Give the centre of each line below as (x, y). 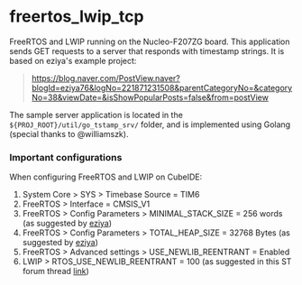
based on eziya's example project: (73, 60)
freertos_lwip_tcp (77, 17)
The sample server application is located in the (96, 115)
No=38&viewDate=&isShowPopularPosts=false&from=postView (150, 97)
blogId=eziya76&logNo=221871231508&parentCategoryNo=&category (162, 87)
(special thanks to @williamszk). (69, 133)
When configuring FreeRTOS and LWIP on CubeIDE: (106, 177)
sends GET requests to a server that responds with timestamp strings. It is (147, 51)
